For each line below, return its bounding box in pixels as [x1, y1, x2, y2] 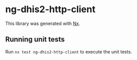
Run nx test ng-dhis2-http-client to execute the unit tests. [5, 48, 132, 54]
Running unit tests [5, 35, 65, 44]
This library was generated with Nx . [5, 20, 80, 26]
